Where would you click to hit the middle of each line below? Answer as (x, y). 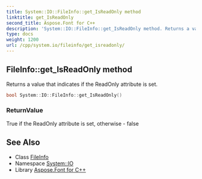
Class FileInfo (32, 157)
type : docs (20, 34)
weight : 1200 (23, 40)
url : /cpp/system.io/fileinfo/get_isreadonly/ (66, 46)
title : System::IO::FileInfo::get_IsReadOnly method (74, 12)
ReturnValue (25, 111)
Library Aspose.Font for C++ (50, 169)
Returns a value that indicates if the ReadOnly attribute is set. (82, 84)
